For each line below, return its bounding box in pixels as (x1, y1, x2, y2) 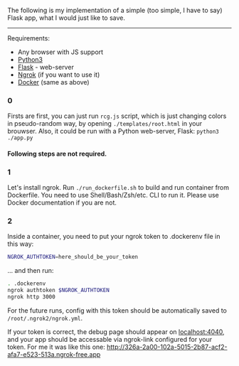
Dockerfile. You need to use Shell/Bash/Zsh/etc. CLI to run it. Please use (7, 191, 219, 200)
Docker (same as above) (17, 78, 90, 86)
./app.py (7, 134, 33, 141)
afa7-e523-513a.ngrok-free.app (7, 350, 101, 358)
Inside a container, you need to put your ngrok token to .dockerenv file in (7, 232, 221, 241)
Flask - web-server (17, 63, 75, 71)
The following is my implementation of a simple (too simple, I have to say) (7, 6, 223, 14)
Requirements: (7, 34, 50, 42)
